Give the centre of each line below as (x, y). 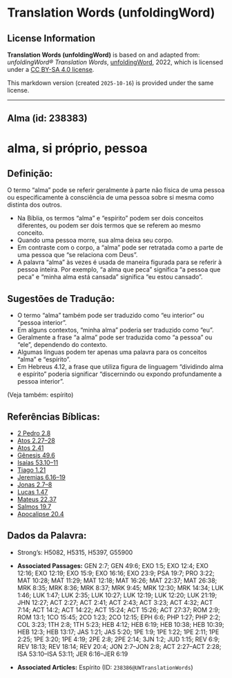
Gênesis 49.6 (36, 455)
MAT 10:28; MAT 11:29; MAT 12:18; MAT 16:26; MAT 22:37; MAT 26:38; (117, 580)
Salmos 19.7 (34, 507)
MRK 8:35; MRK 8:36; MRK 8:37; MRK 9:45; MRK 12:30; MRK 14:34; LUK (120, 587)
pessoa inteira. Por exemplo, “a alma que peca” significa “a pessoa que (119, 270)
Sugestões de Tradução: (61, 299)
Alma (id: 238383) (47, 119)
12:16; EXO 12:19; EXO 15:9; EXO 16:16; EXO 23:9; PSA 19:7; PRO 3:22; (116, 573)
